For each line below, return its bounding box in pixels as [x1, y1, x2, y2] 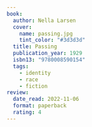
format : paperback [13, 102, 67, 109]
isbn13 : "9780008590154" [13, 56, 86, 64]
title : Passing [13, 43, 58, 50]
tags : [13, 63, 29, 70]
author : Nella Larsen [13, 17, 77, 24]
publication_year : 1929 [13, 50, 82, 57]
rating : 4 [13, 109, 41, 116]
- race [19, 75, 39, 83]
